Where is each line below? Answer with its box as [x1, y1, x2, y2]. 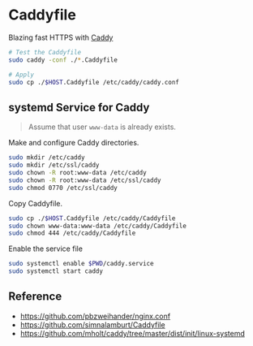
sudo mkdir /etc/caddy [8, 154, 85, 162]
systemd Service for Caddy [8, 100, 150, 115]
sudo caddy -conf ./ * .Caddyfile [8, 55, 118, 64]
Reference [8, 290, 62, 304]
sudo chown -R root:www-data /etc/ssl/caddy [8, 176, 161, 184]
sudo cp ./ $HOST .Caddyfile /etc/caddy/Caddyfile [8, 214, 176, 223]
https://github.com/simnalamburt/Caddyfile [19, 319, 165, 330]
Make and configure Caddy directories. [8, 138, 139, 148]
